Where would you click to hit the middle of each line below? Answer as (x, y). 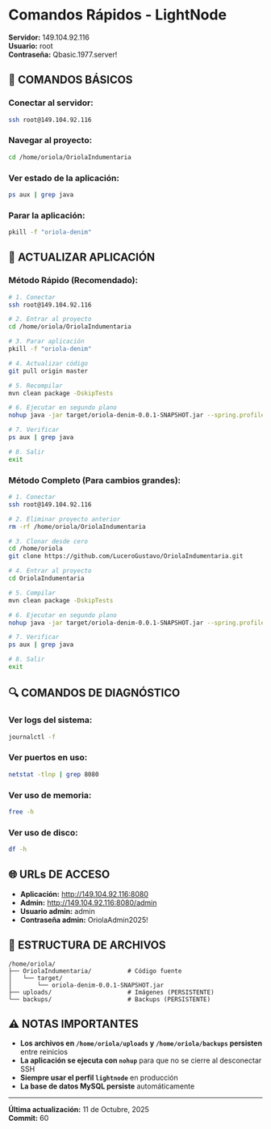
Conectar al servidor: (51, 103)
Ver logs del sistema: (50, 720)
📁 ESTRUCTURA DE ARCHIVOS (87, 945)
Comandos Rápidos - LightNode (118, 15)
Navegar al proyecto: (50, 141)
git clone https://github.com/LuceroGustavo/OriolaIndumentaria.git (126, 556)
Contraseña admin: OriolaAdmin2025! (84, 920)
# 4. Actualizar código (48, 363)
